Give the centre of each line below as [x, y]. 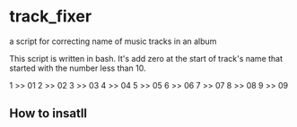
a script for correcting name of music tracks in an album [113, 41]
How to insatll [48, 114]
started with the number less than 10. [78, 68]
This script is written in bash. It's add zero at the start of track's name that [146, 58]
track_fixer [51, 17]
